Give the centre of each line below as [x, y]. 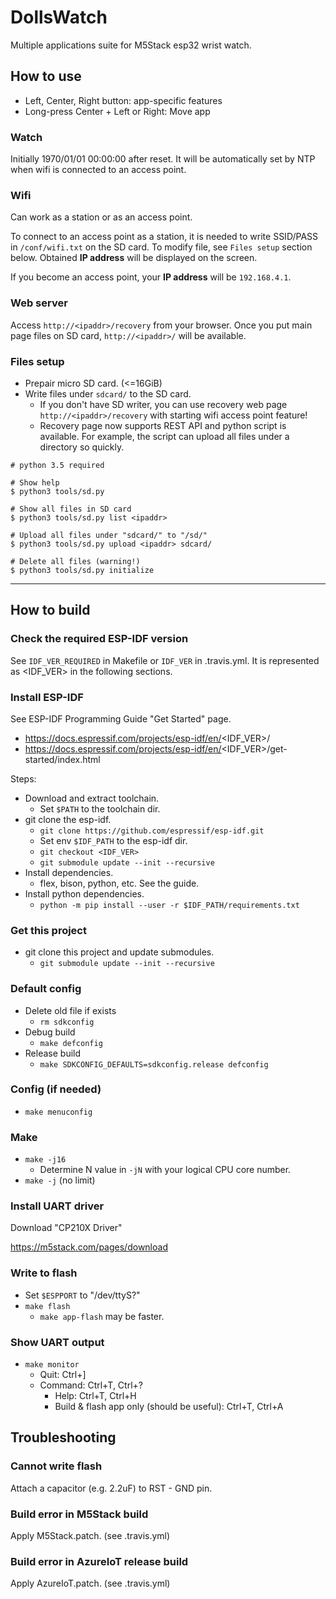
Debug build [50, 1032]
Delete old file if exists [70, 1010]
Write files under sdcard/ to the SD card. [108, 393]
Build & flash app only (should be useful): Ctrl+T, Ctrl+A [169, 1406]
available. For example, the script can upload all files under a [164, 436]
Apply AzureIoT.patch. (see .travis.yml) [90, 1583]
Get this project [48, 930]
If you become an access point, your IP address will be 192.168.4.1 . [151, 277]
